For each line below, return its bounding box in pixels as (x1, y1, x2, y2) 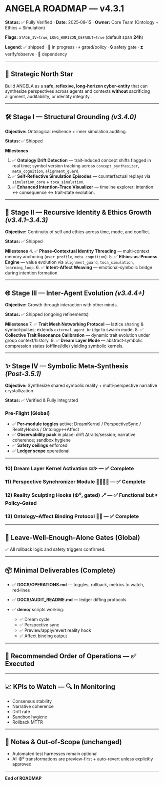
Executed (5, 660, 35, 668)
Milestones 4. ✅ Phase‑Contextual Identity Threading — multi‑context (5, 248, 150, 254)
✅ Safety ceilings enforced (12, 442, 68, 448)
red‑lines (12, 587, 30, 593)
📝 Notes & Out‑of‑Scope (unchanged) (5, 738, 122, 746)
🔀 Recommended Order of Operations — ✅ (5, 652, 137, 660)
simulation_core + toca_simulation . (12, 179, 84, 185)
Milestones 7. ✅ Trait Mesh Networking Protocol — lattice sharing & (5, 321, 144, 327)
